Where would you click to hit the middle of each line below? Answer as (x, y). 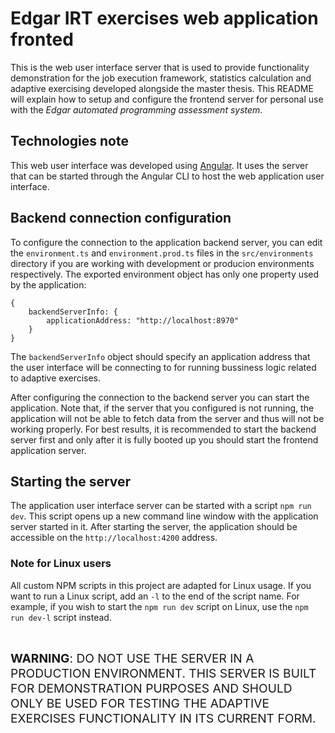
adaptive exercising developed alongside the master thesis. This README (162, 88)
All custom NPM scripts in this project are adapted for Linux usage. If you (161, 585)
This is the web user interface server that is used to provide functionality (160, 67)
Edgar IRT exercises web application (164, 18)
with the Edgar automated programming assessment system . (136, 109)
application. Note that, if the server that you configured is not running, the (162, 408)
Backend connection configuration (121, 218)
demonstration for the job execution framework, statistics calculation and (161, 78)
